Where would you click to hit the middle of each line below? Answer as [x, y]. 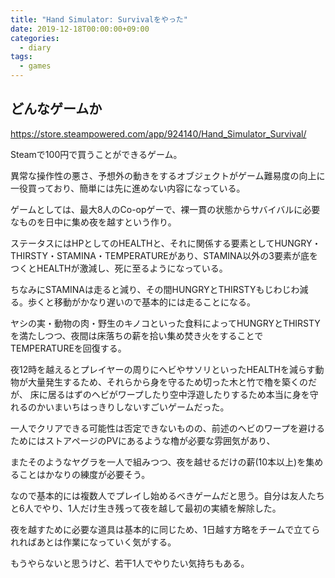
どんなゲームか [56, 109]
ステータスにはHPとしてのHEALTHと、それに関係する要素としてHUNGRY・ [166, 243]
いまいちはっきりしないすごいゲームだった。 [137, 407]
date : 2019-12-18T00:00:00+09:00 [80, 29]
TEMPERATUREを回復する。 [68, 348]
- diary [35, 47]
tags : [21, 57]
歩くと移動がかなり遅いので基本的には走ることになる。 [141, 302]
